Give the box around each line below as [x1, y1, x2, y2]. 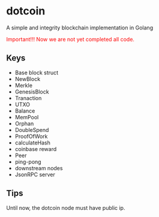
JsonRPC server [14, 171, 56, 178]
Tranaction [14, 94, 42, 101]
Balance [14, 107, 35, 114]
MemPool [14, 113, 39, 120]
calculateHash [14, 139, 51, 146]
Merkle [14, 82, 33, 89]
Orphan [14, 120, 34, 127]
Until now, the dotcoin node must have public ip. [6, 204, 125, 211]
